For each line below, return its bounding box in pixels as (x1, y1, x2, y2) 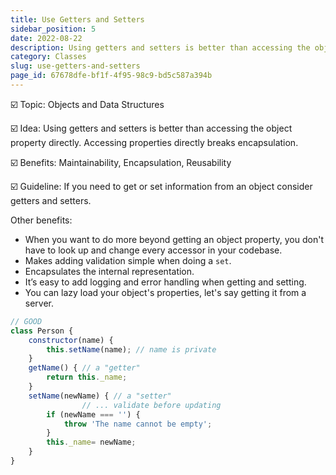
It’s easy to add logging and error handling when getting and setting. (24, 276, 307, 288)
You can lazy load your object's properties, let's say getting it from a (24, 286, 307, 298)
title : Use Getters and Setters (10, 14, 145, 25)
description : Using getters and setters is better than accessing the (10, 42, 311, 53)
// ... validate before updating (81, 400, 222, 410)
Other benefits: (10, 214, 73, 226)
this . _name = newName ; (46, 437, 137, 448)
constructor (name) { (28, 335, 114, 345)
